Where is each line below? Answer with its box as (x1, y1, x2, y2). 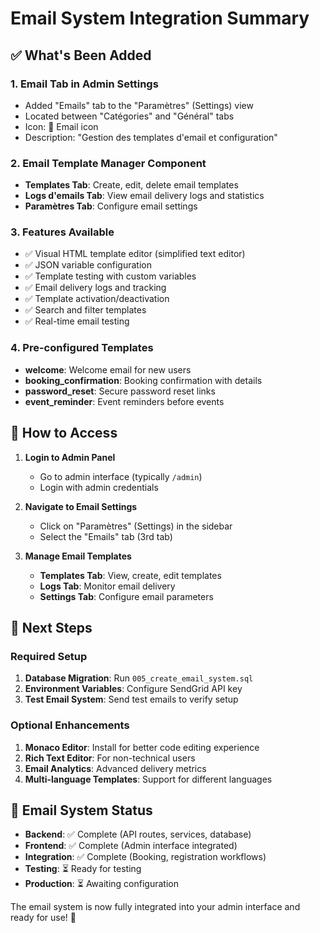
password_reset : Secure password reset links (24, 385, 216, 397)
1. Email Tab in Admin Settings (10, 77, 159, 91)
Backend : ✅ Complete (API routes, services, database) (24, 828, 252, 841)
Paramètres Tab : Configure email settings (24, 200, 198, 212)
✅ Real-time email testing (24, 315, 130, 327)
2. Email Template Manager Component (10, 156, 207, 170)
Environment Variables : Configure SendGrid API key (24, 683, 243, 695)
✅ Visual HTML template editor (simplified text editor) (24, 248, 246, 260)
